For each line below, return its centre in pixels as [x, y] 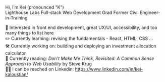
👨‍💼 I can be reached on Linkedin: [40, 69]
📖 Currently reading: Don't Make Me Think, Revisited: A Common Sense [80, 58]
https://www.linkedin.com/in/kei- [109, 69]
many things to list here [30, 33]
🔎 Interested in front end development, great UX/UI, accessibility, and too [81, 27]
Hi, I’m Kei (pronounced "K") [35, 7]
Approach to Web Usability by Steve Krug [49, 64]
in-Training [16, 18]
